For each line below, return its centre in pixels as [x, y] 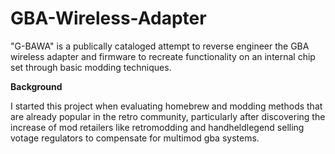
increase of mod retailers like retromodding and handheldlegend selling [157, 127]
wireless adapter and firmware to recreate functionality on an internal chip [163, 56]
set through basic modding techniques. [91, 67]
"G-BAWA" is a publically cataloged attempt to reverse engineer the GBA [160, 46]
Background [36, 86]
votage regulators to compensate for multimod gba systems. [135, 138]
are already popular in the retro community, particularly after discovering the [168, 116]
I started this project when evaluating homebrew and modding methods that [166, 106]
